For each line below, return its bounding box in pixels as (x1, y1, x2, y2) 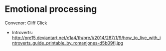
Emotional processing (4, 3, 97, 15)
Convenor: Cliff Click (4, 20, 47, 26)
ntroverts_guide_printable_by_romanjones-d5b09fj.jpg (11, 40, 124, 46)
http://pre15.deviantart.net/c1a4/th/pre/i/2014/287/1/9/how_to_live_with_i (11, 35, 161, 41)
